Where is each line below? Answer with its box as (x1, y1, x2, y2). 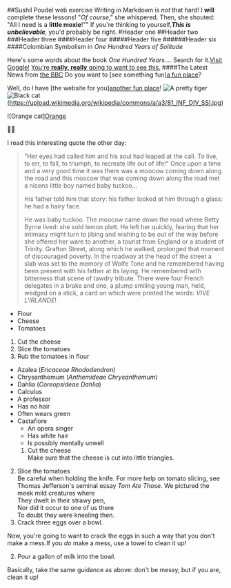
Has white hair (27, 431, 69, 440)
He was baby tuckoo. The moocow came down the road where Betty (23, 215, 219, 224)
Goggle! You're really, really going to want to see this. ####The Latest (7, 63, 208, 71)
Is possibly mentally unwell (27, 439, 105, 447)
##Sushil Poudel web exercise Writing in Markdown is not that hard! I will (7, 6, 215, 14)
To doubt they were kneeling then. (17, 511, 115, 519)
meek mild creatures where (17, 489, 95, 497)
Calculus (17, 388, 43, 395)
